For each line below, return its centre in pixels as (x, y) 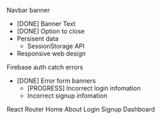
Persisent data (38, 39)
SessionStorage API (56, 46)
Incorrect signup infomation (67, 95)
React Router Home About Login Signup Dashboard (81, 109)
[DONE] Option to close (50, 31)
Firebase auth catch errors (45, 67)
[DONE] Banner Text (46, 24)
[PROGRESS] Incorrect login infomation (84, 88)
